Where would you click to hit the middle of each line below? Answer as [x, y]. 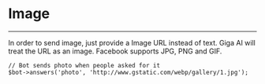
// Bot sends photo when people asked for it [84, 65]
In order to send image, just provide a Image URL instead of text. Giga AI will [132, 42]
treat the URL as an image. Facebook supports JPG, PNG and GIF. [115, 51]
